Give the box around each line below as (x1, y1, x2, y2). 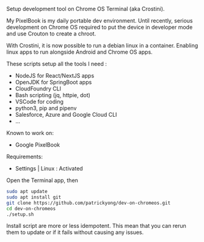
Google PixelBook (15, 141, 60, 148)
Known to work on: (6, 130, 54, 136)
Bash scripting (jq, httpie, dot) (15, 92, 90, 98)
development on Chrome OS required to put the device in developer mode (6, 24, 193, 31)
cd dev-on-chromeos (6, 205, 56, 211)
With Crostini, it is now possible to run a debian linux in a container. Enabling (6, 42, 199, 49)
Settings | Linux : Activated (15, 165, 84, 172)
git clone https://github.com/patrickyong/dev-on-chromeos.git (6, 200, 171, 206)
